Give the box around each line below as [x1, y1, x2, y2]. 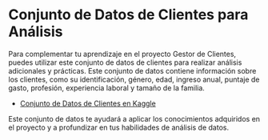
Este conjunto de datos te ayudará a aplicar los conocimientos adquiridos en [8, 114, 261, 123]
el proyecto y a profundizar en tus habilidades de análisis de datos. [8, 122, 230, 132]
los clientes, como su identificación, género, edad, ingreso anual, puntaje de [8, 74, 260, 84]
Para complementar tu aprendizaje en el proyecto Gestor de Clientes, [8, 49, 237, 58]
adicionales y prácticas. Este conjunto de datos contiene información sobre [8, 66, 257, 75]
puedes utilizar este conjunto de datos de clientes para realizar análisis [8, 58, 242, 67]
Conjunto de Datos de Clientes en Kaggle [19, 98, 156, 108]
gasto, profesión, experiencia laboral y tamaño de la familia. [8, 82, 206, 93]
